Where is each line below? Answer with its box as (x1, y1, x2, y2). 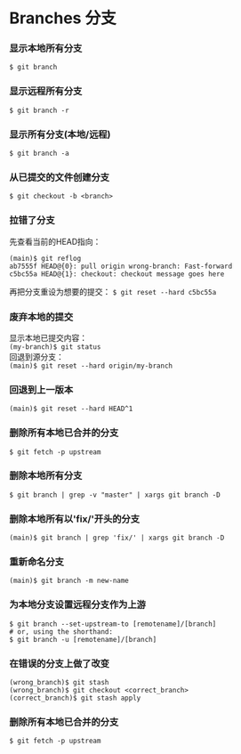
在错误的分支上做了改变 (9, 657, 109, 669)
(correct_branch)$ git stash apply (9, 693, 141, 703)
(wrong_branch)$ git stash (9, 678, 109, 687)
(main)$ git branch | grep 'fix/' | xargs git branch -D (9, 533, 225, 543)
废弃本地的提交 (9, 311, 74, 323)
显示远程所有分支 (9, 85, 83, 98)
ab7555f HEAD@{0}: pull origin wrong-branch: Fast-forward (9, 262, 233, 271)
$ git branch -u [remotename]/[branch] (9, 635, 157, 644)
